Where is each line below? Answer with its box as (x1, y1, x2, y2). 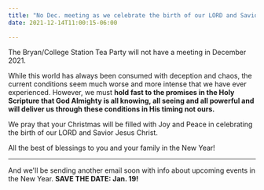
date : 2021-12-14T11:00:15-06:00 (8, 19, 118, 27)
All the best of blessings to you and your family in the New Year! (8, 143, 216, 152)
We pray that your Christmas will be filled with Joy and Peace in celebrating (8, 119, 253, 129)
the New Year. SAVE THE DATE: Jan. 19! (8, 174, 139, 183)
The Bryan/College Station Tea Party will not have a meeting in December (8, 47, 247, 57)
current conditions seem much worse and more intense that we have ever (8, 79, 247, 89)
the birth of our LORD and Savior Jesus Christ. (8, 127, 159, 137)
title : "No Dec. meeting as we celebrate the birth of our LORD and (8, 11, 237, 20)
